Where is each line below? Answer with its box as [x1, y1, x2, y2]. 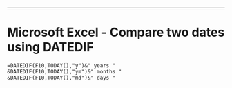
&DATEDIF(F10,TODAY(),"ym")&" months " [7, 68, 122, 75]
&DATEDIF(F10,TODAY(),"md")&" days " [7, 74, 116, 81]
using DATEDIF [7, 39, 95, 55]
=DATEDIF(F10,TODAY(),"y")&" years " [7, 62, 116, 69]
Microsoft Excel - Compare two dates [7, 25, 225, 40]
